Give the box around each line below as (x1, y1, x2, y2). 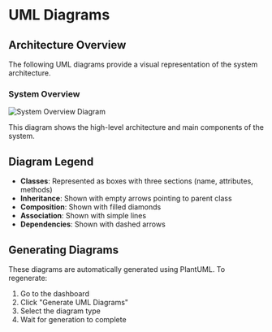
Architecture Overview (8, 38, 127, 52)
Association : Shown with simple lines (19, 211, 147, 221)
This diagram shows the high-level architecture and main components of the (8, 123, 264, 132)
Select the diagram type (19, 306, 101, 316)
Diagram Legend (8, 154, 94, 168)
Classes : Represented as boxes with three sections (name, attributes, (19, 176, 253, 186)
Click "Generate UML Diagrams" (19, 297, 128, 307)
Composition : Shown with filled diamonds (19, 202, 162, 212)
